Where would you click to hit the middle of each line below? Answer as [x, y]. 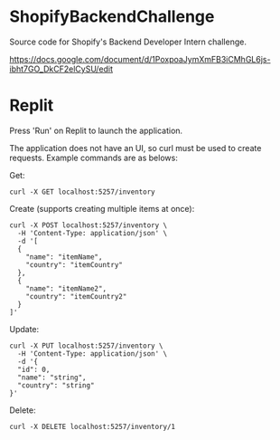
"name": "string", [52, 378]
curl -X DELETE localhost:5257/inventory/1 [93, 426]
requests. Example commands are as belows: [93, 158]
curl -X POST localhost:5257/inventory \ [89, 225]
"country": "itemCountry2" [76, 296]
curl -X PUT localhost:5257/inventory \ [87, 346]
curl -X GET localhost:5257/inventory [82, 192]
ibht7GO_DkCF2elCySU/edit [61, 69]
